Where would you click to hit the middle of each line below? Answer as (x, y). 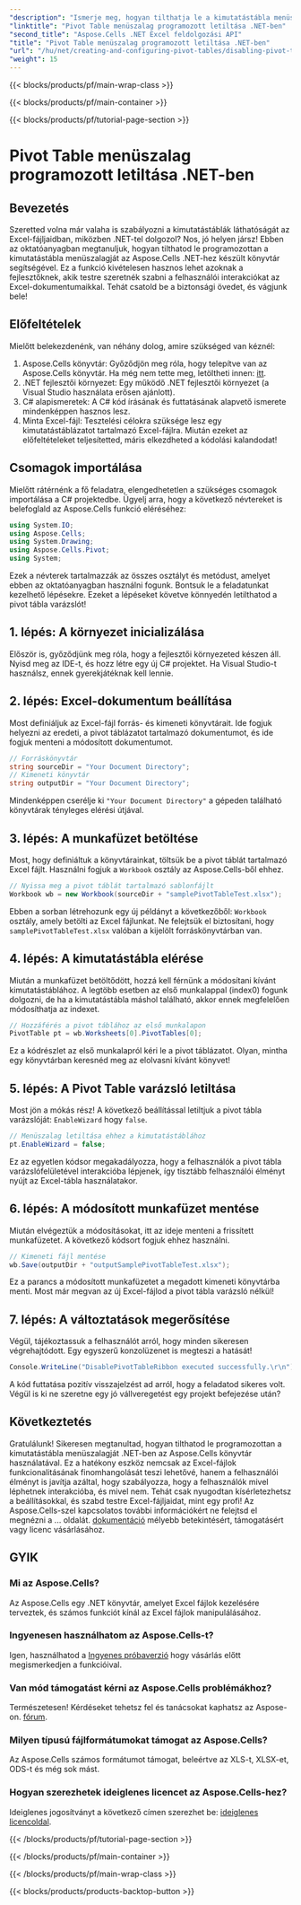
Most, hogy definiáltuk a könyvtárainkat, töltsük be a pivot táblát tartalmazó (148, 860)
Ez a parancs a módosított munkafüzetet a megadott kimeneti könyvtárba (145, 1282)
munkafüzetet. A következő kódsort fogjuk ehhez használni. (120, 1240)
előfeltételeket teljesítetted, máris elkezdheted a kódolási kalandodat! (150, 440)
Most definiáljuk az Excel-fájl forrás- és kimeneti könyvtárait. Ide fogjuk (141, 722)
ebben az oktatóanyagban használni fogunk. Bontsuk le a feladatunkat (139, 585)
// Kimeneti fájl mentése (57, 1256)
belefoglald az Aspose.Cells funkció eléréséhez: (98, 509)
